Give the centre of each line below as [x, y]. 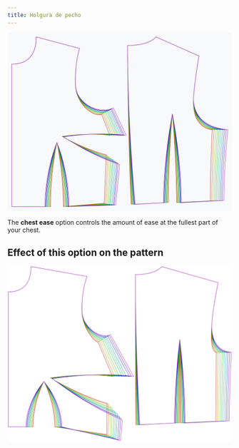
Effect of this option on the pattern [86, 252]
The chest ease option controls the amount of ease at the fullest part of [113, 223]
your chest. [24, 230]
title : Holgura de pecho [44, 15]
